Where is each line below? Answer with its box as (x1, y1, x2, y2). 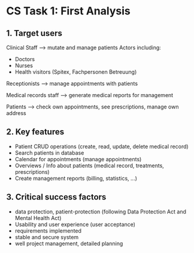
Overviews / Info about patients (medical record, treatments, (14, 162, 165, 169)
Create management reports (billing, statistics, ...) (14, 174, 138, 182)
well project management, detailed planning (14, 240, 123, 247)
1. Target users (6, 28, 63, 38)
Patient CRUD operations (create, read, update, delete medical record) (14, 143, 189, 150)
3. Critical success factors (6, 192, 107, 202)
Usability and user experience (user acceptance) (14, 221, 136, 228)
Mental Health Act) (14, 214, 62, 221)
